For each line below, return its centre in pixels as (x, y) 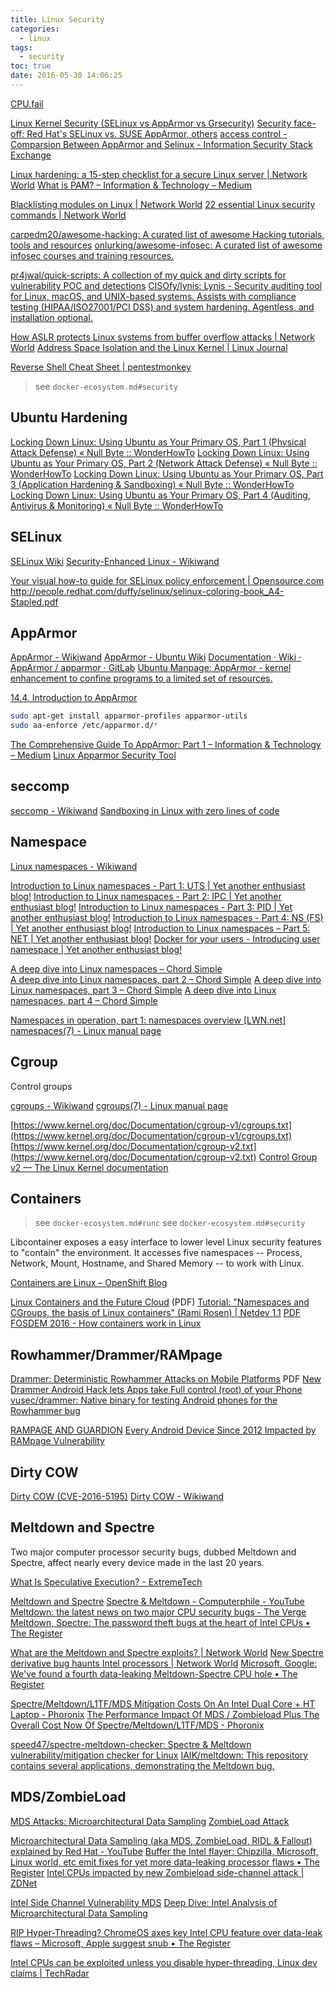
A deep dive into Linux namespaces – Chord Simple (116, 968)
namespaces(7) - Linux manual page (86, 1030)
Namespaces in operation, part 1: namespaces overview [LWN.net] (148, 1020)
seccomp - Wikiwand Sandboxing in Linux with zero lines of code (145, 810)
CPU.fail (27, 103)
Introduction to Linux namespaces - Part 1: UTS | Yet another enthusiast (158, 885)
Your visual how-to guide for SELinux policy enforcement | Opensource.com (167, 580)
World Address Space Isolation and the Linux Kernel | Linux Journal (149, 347)
